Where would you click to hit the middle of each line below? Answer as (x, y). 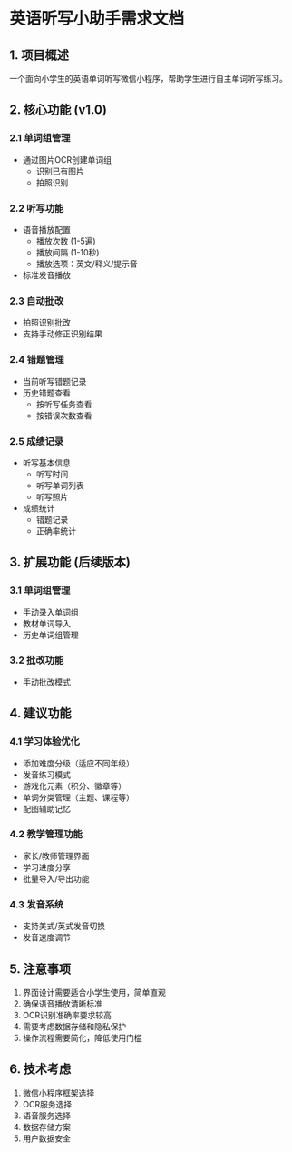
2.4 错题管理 (37, 360)
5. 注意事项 (40, 969)
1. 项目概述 (39, 55)
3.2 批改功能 (37, 660)
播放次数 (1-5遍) (66, 241)
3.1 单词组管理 (40, 590)
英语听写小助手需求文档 (97, 19)
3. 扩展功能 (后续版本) (70, 562)
